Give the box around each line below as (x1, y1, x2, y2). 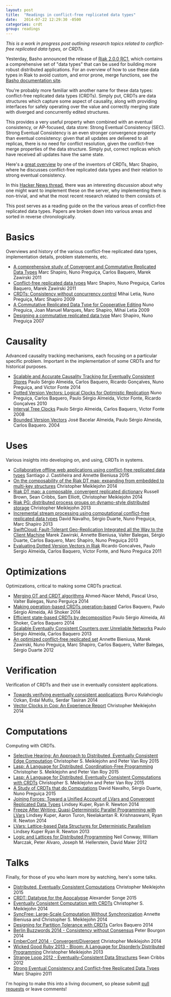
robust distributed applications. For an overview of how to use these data (6, 67, 159, 73)
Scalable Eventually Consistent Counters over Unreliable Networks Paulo (13, 625, 166, 631)
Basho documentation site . (6, 78, 62, 84)
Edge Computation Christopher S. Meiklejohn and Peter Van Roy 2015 (13, 758, 159, 764)
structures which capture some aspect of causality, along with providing (6, 98, 157, 105)
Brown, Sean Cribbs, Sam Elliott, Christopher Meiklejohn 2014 (13, 493, 143, 500)
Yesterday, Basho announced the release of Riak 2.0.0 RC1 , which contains (6, 56, 163, 62)
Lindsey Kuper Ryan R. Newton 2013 (13, 828, 90, 834)
